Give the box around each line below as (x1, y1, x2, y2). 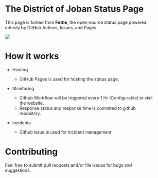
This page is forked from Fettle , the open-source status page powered (5, 19, 147, 25)
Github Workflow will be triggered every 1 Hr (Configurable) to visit (19, 95, 153, 100)
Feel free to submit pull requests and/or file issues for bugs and (5, 162, 132, 168)
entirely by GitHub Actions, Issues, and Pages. (5, 24, 98, 30)
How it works (5, 51, 59, 62)
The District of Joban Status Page (5, 3, 144, 15)
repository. (19, 110, 41, 116)
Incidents (12, 120, 31, 126)
